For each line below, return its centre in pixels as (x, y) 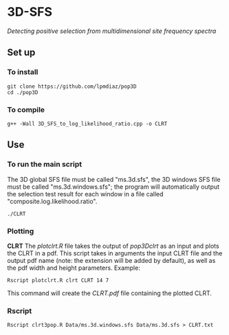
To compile (26, 109)
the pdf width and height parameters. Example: (74, 268)
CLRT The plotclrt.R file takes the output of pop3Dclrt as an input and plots (113, 246)
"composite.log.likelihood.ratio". (52, 201)
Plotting (21, 231)
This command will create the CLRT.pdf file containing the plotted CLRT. (109, 293)
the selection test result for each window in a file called (85, 194)
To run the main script (45, 164)
